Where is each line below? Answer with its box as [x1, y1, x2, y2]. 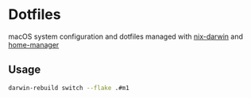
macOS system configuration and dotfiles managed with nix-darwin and [8, 32, 244, 41]
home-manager [8, 40, 60, 49]
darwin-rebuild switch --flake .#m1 [8, 84, 129, 92]
